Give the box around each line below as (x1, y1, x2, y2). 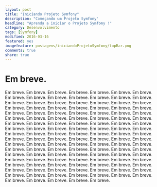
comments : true (5, 48, 36, 53)
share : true (5, 52, 29, 57)
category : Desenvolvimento (5, 25, 60, 30)
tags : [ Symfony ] (5, 30, 38, 35)
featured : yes (5, 39, 34, 44)
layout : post (5, 7, 32, 12)
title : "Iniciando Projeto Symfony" (5, 12, 79, 17)
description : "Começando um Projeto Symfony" (5, 16, 99, 21)
